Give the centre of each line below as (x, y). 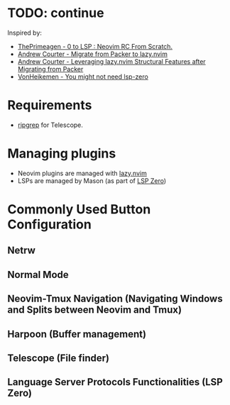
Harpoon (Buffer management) (77, 334)
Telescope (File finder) (59, 358)
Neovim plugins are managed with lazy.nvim (82, 173)
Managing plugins (62, 154)
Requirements (50, 105)
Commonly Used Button (79, 209)
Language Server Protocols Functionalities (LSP (115, 382)
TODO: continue (56, 13)
